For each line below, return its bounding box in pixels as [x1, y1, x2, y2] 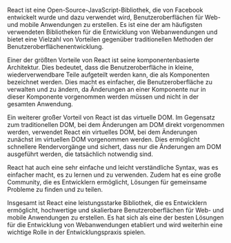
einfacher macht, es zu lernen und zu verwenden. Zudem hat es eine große [7, 171, 222, 179]
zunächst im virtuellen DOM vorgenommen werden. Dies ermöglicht [7, 135, 200, 144]
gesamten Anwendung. [7, 100, 74, 108]
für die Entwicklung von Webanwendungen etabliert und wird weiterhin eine [7, 221, 223, 229]
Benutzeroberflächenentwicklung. [7, 43, 104, 50]
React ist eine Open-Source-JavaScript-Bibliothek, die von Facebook [7, 6, 203, 14]
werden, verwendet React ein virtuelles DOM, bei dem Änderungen [7, 128, 198, 136]
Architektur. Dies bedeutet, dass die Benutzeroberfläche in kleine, [7, 64, 194, 71]
